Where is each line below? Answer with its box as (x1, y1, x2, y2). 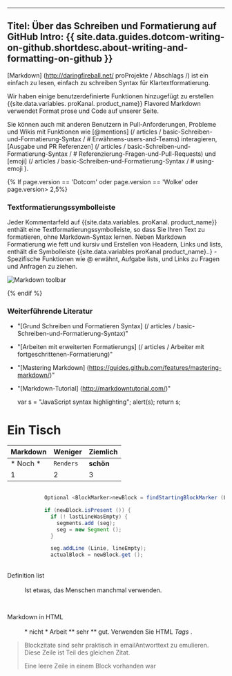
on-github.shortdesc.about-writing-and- (7, 42, 188, 54)
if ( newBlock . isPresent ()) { (43, 507, 131, 514)
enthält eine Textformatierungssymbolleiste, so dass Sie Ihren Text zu (7, 226, 205, 234)
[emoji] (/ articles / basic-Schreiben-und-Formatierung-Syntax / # (7, 157, 195, 165)
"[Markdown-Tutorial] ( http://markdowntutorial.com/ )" (17, 384, 171, 393)
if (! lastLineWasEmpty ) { (50, 513, 128, 520)
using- (195, 157, 215, 165)
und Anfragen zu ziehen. (7, 263, 78, 271)
